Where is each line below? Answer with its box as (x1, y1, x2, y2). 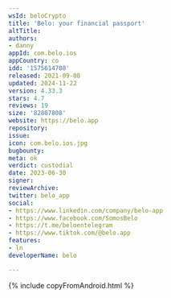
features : (8, 237, 42, 245)
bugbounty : (8, 147, 45, 155)
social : (8, 199, 35, 207)
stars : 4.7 (8, 94, 45, 102)
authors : (8, 34, 38, 43)
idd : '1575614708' (8, 64, 70, 72)
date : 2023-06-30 (8, 169, 67, 177)
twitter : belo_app (8, 191, 70, 200)
